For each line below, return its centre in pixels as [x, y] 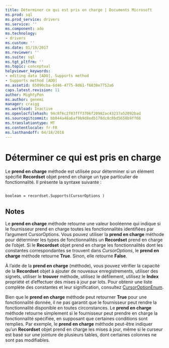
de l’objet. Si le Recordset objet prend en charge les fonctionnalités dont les [84, 245]
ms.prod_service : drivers [32, 19]
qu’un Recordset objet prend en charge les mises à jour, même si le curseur [84, 329]
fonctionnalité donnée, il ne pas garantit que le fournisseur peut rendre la [81, 302]
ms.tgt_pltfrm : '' [24, 62]
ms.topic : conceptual [28, 66]
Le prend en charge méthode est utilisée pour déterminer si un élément [80, 171]
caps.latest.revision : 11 [32, 90]
